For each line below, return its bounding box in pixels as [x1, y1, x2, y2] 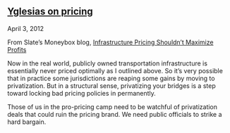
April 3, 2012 [7, 24, 44, 32]
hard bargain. [7, 118, 47, 126]
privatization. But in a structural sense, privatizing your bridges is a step [7, 81, 217, 90]
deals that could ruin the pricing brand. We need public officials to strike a [7, 110, 222, 118]
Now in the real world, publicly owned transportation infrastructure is [7, 59, 208, 68]
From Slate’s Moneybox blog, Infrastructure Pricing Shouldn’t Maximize [7, 38, 214, 46]
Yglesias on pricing [7, 6, 93, 18]
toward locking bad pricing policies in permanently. [7, 89, 157, 97]
